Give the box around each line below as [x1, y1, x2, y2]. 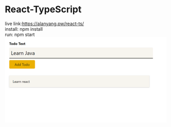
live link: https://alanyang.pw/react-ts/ [5, 20, 84, 27]
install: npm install [5, 26, 43, 32]
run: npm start [5, 31, 35, 37]
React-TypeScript [5, 4, 82, 15]
